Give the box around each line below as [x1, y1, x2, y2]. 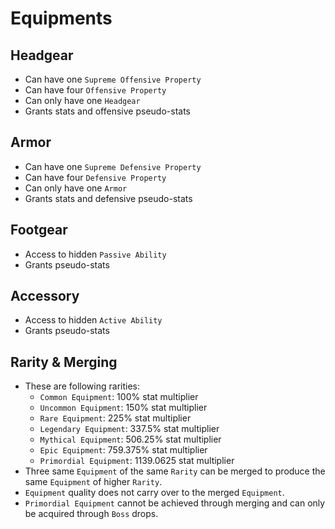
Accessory [10, 288, 80, 305]
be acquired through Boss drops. [24, 508, 159, 520]
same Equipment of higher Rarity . [24, 476, 163, 488]
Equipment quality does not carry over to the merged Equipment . [24, 487, 285, 499]
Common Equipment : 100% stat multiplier [39, 391, 199, 403]
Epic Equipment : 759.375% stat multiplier [39, 444, 208, 456]
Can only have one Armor [24, 182, 128, 194]
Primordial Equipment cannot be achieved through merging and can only [24, 497, 326, 509]
